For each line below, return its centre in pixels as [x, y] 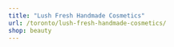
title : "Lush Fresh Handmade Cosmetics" [77, 16]
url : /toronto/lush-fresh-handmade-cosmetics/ [87, 23]
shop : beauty [30, 30]
